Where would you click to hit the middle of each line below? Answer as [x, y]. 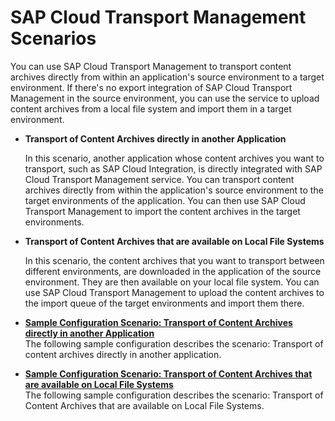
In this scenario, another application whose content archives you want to [174, 158]
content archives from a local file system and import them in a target [151, 108]
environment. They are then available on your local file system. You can [172, 282]
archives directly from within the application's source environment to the [174, 190]
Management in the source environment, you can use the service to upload [165, 98]
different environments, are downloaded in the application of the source [173, 271]
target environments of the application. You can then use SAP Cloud [165, 200]
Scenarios [53, 38]
